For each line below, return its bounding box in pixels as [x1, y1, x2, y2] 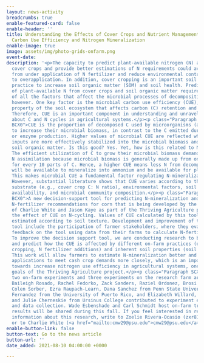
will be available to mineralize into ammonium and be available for [12, 167, 191, 173]
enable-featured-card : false [6, 20, 80, 26]
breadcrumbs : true [6, 15, 53, 21]
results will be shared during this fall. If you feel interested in [12, 308, 191, 315]
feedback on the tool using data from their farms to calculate [12, 229, 178, 235]
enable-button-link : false [6, 325, 75, 331]
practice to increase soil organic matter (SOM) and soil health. [12, 83, 183, 89]
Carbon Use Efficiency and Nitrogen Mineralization [12, 37, 146, 43]
